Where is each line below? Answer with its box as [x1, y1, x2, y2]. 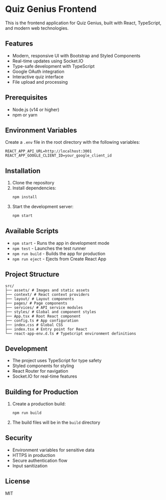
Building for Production [5, 388, 78, 396]
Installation [5, 167, 41, 175]
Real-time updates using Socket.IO [12, 58, 83, 64]
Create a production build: [12, 401, 66, 407]
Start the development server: [12, 204, 74, 210]
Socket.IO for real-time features [12, 373, 77, 380]
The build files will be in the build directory [12, 420, 101, 426]
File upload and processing [12, 79, 68, 85]
